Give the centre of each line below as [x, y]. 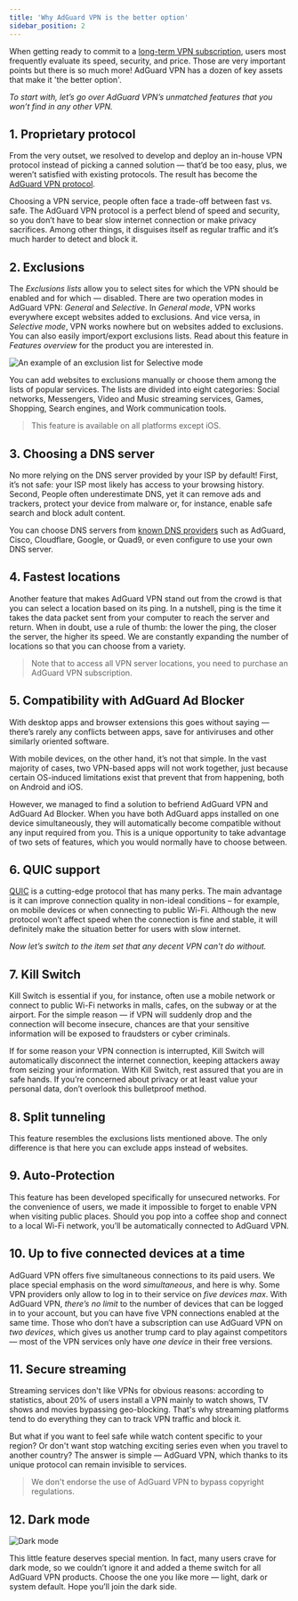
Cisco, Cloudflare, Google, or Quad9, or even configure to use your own [141, 539]
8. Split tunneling [57, 1117]
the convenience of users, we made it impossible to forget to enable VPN [143, 1206]
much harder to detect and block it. [74, 239]
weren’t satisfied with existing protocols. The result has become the [133, 175]
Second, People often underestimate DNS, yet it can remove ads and [135, 494]
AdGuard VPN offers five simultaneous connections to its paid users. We [142, 1275]
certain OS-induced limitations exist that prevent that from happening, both [147, 777]
